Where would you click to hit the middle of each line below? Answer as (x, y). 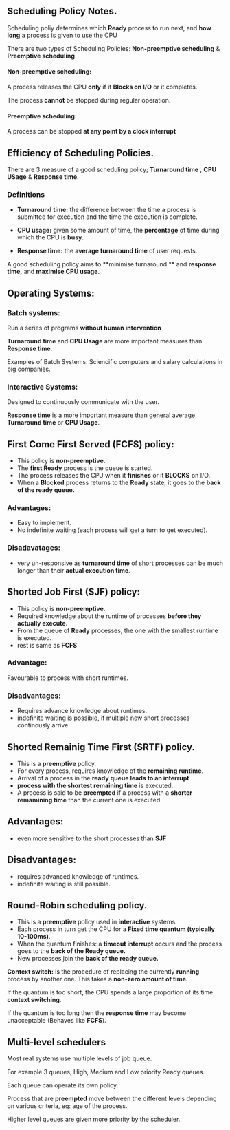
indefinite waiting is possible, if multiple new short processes (103, 718)
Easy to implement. (44, 523)
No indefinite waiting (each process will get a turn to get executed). (112, 530)
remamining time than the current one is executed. (90, 800)
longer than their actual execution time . (73, 570)
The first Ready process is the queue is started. (85, 468)
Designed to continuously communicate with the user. (83, 402)
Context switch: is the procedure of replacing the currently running (103, 972)
